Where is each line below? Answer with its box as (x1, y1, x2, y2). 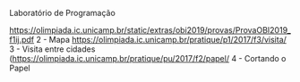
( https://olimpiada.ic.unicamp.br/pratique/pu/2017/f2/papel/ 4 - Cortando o (9, 53, 287, 63)
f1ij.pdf (9, 35, 35, 45)
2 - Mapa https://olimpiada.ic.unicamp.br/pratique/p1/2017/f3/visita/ (35, 35, 287, 45)
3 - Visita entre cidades (9, 44, 96, 54)
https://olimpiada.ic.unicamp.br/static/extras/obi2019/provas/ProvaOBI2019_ (9, 25, 291, 35)
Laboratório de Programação (9, 8, 116, 18)
